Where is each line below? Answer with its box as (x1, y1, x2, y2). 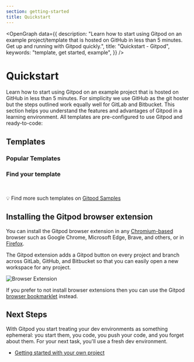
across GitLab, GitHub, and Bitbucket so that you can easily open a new (6, 257, 179, 264)
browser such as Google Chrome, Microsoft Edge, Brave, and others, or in (6, 234, 184, 241)
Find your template (6, 170, 61, 178)
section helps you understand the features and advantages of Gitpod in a (6, 107, 182, 114)
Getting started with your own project (14, 349, 105, 356)
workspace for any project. (6, 264, 71, 271)
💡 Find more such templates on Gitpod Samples (6, 194, 121, 202)
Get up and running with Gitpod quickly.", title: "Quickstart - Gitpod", (6, 42, 170, 50)
